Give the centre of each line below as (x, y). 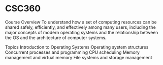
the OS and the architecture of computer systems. (56, 38)
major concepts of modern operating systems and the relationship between (82, 32)
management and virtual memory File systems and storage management (79, 57)
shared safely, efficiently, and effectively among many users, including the (81, 27)
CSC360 (23, 9)
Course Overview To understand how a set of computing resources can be (81, 22)
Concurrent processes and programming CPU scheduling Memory (72, 52)
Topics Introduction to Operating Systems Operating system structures (77, 47)
